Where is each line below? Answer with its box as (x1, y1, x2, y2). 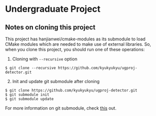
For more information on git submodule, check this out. (5, 105, 117, 111)
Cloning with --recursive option (12, 56, 78, 62)
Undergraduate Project (5, 3, 101, 15)
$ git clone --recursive (5, 65, 56, 70)
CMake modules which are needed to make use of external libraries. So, (5, 41, 151, 47)
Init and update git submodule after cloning (12, 79, 100, 84)
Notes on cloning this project (5, 23, 96, 31)
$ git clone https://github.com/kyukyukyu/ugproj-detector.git (5, 88, 138, 93)
